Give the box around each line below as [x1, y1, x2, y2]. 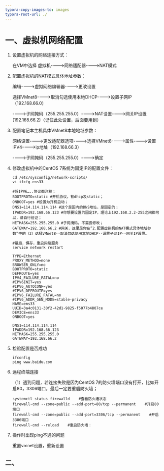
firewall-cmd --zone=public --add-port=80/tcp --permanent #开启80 [12, 402, 159, 407]
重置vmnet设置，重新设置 [12, 443, 64, 449]
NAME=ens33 [12, 302, 35, 307]
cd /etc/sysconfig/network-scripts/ [12, 175, 88, 180]
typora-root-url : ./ [5, 12, 48, 17]
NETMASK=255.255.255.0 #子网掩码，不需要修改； [12, 221, 104, 226]
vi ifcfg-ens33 [12, 179, 44, 185]
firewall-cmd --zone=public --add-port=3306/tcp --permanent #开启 [12, 412, 159, 418]
